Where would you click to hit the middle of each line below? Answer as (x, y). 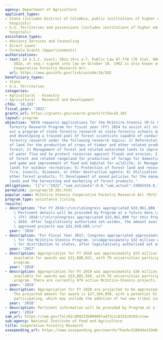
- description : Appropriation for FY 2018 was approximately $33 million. (82, 254)
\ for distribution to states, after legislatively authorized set (83, 244)
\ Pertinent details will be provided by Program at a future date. (84, 213)
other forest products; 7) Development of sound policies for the (78, 177)
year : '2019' (23, 285)
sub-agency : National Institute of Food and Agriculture (64, 321)
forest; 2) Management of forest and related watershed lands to (77, 150)
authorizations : (21, 55)
